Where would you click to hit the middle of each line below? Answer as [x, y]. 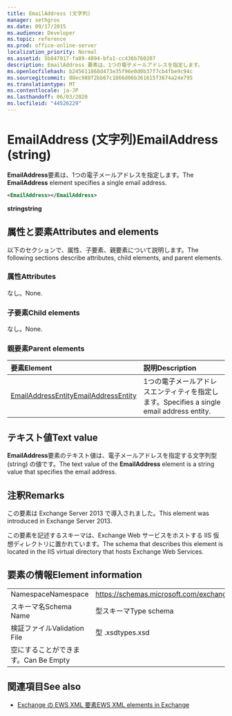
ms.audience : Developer [41, 33]
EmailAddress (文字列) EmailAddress [113, 140]
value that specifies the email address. [62, 472]
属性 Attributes [32, 277]
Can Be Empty [47, 660]
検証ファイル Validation [47, 628]
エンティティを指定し [184, 392]
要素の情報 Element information [75, 575]
